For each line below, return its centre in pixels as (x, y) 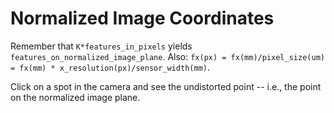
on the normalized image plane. (75, 97)
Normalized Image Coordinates (142, 18)
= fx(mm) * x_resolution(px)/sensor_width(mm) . (110, 67)
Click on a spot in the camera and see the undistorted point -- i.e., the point (166, 86)
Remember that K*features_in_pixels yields (101, 46)
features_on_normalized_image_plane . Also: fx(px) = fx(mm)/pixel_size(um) (167, 56)
